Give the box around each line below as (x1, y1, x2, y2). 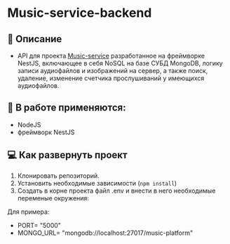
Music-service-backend (7, 5, 152, 21)
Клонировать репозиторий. (17, 171, 100, 180)
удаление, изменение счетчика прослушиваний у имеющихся (17, 74, 205, 82)
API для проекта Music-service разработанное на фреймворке (17, 51, 205, 60)
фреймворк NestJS (17, 128, 75, 136)
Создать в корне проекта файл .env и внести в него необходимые (17, 186, 216, 195)
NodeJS (17, 120, 41, 129)
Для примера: (7, 207, 50, 216)
